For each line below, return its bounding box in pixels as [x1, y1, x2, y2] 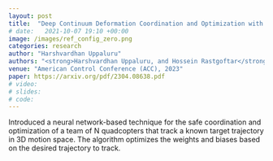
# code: [8, 95, 35, 103]
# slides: [8, 87, 42, 96]
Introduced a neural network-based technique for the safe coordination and [8, 117, 262, 127]
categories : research [8, 42, 82, 50]
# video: [8, 80, 38, 88]
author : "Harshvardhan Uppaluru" [8, 50, 122, 58]
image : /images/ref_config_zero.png [8, 34, 132, 43]
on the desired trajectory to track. [8, 143, 121, 153]
